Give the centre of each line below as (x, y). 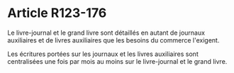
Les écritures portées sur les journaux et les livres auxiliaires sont (103, 54)
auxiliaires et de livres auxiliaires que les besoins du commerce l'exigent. (113, 40)
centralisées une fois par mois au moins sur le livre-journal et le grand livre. (117, 61)
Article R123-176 (57, 13)
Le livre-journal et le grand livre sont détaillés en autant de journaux (106, 33)
